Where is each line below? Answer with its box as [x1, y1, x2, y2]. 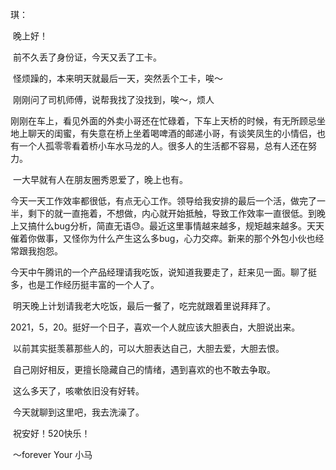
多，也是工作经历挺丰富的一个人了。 [10, 279, 160, 290]
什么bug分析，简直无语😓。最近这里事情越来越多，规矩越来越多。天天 [36, 220, 325, 232]
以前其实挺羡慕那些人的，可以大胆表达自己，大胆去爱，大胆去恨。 [12, 343, 285, 354]
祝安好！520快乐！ [12, 428, 91, 439]
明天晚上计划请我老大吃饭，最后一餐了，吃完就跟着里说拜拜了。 [12, 300, 276, 312]
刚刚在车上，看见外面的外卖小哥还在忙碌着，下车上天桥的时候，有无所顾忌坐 [10, 115, 326, 127]
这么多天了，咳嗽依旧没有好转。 [12, 385, 145, 397]
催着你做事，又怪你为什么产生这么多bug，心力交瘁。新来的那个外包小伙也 [10, 233, 316, 244]
